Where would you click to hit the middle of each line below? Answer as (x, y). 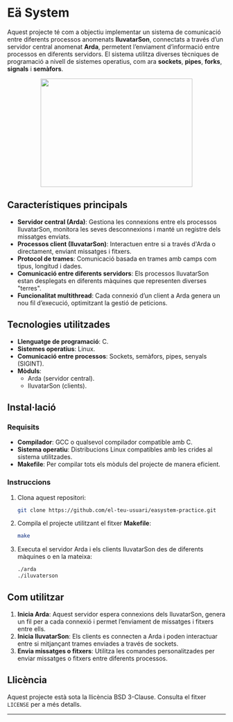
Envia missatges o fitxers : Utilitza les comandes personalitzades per (116, 651)
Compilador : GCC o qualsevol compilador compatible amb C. (105, 442)
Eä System (38, 13)
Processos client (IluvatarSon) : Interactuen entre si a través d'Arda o (116, 243)
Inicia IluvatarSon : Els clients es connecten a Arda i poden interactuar (118, 636)
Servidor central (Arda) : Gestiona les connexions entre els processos (117, 222)
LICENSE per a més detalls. (44, 704)
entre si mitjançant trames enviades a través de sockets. (98, 644)
